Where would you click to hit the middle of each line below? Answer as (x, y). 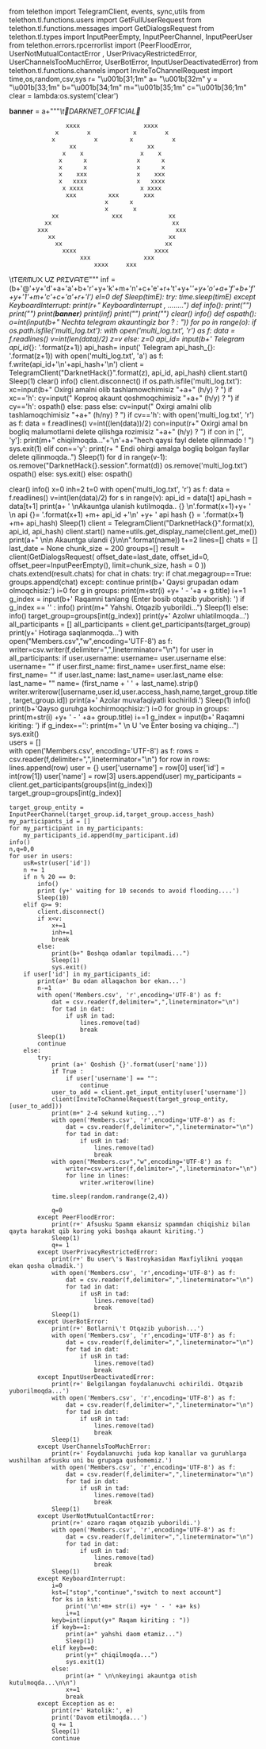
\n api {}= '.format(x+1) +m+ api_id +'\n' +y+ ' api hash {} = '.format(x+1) (127, 514)
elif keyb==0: (74, 1648)
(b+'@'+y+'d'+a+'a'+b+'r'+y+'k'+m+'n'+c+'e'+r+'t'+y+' (101, 288)
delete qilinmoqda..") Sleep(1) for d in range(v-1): (88, 457)
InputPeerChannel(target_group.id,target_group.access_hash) (112, 815)
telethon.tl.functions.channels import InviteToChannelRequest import (121, 70)
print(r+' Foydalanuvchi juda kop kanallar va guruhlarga (149, 1454)
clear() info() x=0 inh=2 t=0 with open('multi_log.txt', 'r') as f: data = (120, 489)
